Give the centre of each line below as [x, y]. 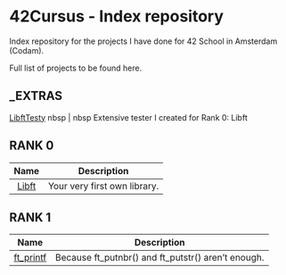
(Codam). [27, 50]
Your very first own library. [103, 186]
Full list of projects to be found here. [76, 68]
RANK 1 [30, 217]
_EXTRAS [36, 96]
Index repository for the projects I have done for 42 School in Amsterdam [143, 41]
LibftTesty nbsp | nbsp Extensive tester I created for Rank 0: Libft [128, 117]
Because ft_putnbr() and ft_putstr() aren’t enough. [159, 258]
